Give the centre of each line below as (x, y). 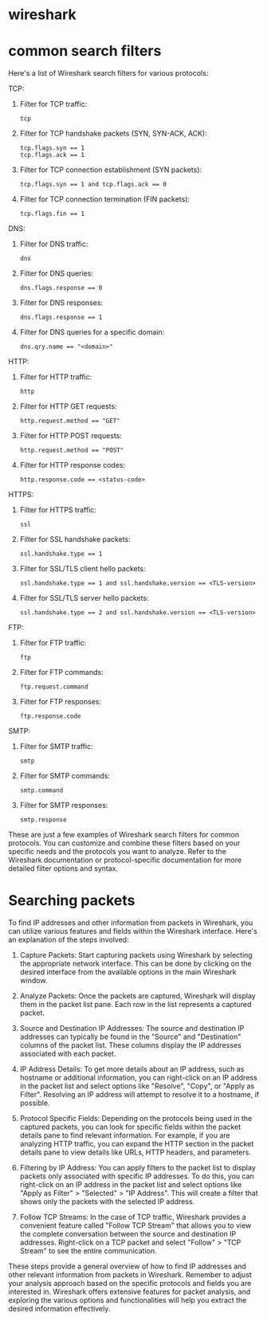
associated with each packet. (68, 1054)
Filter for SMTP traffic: (56, 747)
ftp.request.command (54, 687)
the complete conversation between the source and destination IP (128, 1234)
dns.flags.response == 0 (61, 288)
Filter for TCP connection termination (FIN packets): (104, 199)
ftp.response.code (50, 716)
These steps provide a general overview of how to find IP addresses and (128, 1266)
